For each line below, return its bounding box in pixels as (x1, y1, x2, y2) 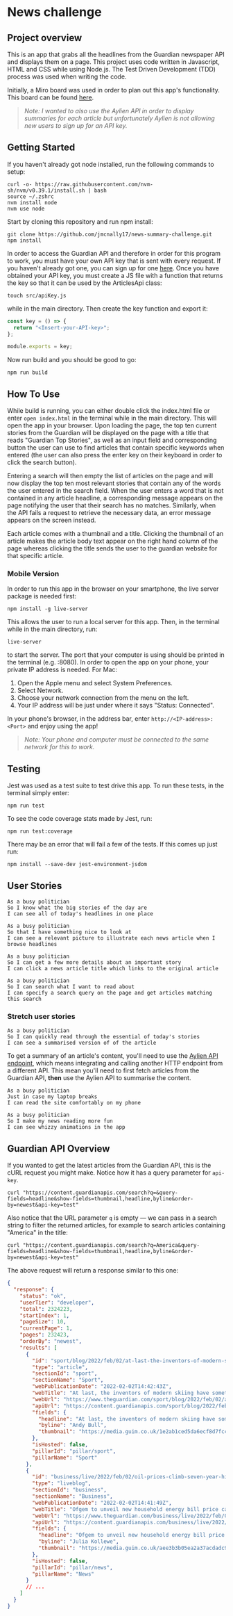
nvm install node (7, 199, 58, 206)
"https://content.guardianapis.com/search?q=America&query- (22, 1242, 200, 1249)
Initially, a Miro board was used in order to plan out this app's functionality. (7, 86, 221, 94)
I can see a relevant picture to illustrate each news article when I (7, 935, 216, 942)
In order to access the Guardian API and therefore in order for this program (7, 249, 221, 257)
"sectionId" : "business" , (32, 1487, 107, 1494)
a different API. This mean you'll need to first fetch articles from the (7, 1066, 200, 1075)
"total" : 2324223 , (19, 1305, 73, 1312)
